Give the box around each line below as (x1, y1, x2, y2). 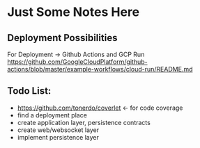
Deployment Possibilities (7, 32, 118, 44)
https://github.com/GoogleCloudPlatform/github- (7, 58, 148, 66)
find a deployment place (17, 110, 87, 119)
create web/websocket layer (17, 126, 100, 134)
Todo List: (7, 85, 52, 97)
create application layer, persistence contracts (17, 118, 151, 126)
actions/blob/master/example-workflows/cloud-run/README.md (7, 65, 193, 73)
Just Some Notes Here (7, 4, 140, 20)
